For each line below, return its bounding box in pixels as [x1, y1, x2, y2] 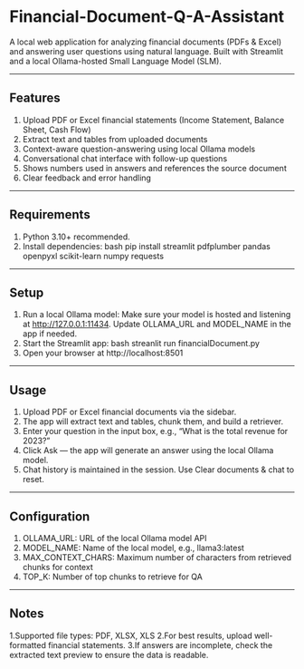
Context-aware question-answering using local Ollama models [22, 143, 256, 154]
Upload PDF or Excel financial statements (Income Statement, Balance [22, 114, 285, 125]
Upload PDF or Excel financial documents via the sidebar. [22, 406, 237, 418]
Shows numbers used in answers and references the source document [22, 162, 287, 173]
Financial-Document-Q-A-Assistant [9, 6, 285, 27]
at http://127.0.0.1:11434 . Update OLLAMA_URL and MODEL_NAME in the [22, 319, 291, 330]
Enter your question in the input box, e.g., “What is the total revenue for [22, 426, 289, 437]
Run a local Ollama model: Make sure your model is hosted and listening [22, 309, 291, 320]
